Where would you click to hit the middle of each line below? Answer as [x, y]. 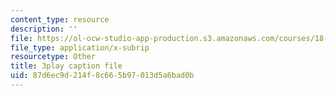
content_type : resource [60, 19]
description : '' [44, 29]
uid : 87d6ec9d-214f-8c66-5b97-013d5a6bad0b [102, 76]
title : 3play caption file [66, 66]
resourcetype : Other [53, 57]
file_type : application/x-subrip [80, 47]
